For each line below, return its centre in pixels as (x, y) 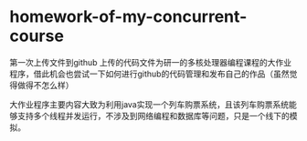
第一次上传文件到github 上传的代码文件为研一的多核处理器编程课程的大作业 (151, 62)
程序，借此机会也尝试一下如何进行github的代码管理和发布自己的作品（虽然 (149, 74)
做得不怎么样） (45, 85)
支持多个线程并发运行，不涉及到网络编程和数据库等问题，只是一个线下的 (153, 116)
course (37, 36)
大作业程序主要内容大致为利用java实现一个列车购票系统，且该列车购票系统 (149, 104)
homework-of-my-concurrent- (128, 17)
